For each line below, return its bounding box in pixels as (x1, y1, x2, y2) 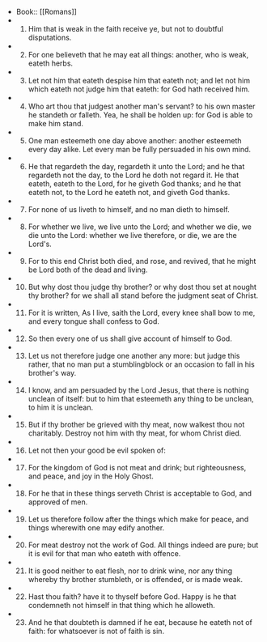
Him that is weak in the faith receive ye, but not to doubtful (28, 24, 224, 33)
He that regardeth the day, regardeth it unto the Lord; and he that (28, 162, 245, 171)
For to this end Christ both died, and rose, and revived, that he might (28, 257, 256, 266)
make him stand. (28, 119, 83, 128)
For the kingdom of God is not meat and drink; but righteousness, (28, 463, 247, 472)
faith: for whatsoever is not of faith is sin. (28, 627, 164, 636)
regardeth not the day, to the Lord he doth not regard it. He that (28, 170, 239, 180)
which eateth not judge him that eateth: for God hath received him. (28, 84, 250, 94)
